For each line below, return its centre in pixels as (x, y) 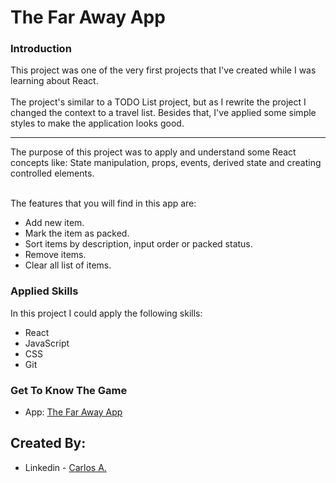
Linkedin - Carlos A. (65, 467)
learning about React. (54, 81)
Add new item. (54, 223)
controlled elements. (52, 173)
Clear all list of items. (68, 265)
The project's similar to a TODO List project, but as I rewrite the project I (158, 102)
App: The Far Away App (73, 412)
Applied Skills (44, 291)
